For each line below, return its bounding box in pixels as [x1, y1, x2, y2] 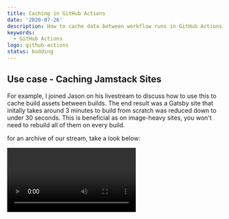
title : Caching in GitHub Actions [7, 10, 106, 17]
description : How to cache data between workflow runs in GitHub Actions [7, 23, 223, 29]
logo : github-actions [7, 42, 69, 49]
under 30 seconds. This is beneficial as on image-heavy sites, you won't [7, 114, 213, 122]
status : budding [7, 49, 53, 55]
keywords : [7, 29, 36, 36]
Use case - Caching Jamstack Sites [7, 73, 162, 86]
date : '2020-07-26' [7, 16, 63, 23]
